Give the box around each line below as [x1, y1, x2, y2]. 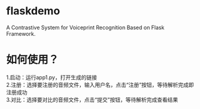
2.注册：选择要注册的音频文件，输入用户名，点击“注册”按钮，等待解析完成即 [6, 81, 194, 88]
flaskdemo [6, 4, 60, 18]
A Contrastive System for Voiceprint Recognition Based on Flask [6, 24, 165, 31]
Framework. [6, 30, 36, 37]
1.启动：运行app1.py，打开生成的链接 [6, 73, 98, 81]
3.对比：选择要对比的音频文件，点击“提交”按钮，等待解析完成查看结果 [6, 96, 178, 103]
